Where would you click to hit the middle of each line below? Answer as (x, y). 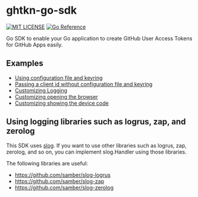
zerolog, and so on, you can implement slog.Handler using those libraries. (96, 152)
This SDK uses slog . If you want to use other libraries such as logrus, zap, (97, 145)
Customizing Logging (41, 90)
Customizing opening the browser (56, 96)
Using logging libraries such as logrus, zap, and (96, 122)
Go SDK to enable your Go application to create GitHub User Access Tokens (99, 38)
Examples (25, 63)
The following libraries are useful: (47, 163)
